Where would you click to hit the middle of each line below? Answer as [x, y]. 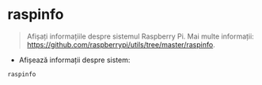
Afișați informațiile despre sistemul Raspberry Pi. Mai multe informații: [140, 36]
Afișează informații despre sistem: [74, 60]
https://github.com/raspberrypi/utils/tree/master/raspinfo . [121, 44]
